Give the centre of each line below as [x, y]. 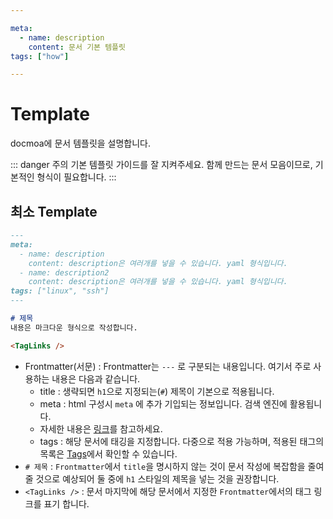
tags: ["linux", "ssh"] [60, 291]
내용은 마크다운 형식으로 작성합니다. [74, 327]
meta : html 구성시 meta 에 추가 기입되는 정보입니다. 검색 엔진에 [163, 403]
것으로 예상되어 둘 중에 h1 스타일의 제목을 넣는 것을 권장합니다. [157, 478]
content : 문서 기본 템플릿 [77, 47]
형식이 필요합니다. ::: [76, 177]
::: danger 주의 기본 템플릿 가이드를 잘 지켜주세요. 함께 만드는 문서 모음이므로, [161, 165]
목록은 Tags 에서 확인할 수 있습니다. [108, 453]
